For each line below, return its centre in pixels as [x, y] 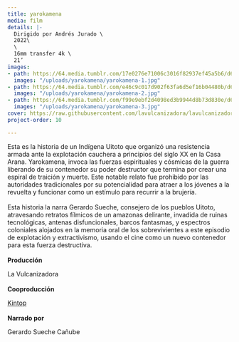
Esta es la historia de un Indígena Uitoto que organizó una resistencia [109, 146]
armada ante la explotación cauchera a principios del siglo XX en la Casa [114, 154]
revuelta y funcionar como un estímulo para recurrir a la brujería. [102, 192]
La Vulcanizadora [33, 274]
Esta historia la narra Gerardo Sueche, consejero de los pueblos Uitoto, [111, 207]
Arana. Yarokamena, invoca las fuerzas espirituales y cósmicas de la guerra [118, 162]
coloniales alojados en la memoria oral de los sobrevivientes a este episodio [118, 229]
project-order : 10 [34, 120]
